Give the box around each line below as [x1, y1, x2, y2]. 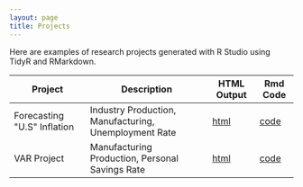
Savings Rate [89, 163, 146, 175]
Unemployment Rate [89, 126, 177, 138]
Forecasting [14, 109, 65, 121]
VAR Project [14, 152, 65, 165]
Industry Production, [89, 103, 177, 116]
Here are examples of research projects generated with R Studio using [9, 46, 271, 57]
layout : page [9, 13, 59, 22]
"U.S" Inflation [14, 120, 75, 133]
